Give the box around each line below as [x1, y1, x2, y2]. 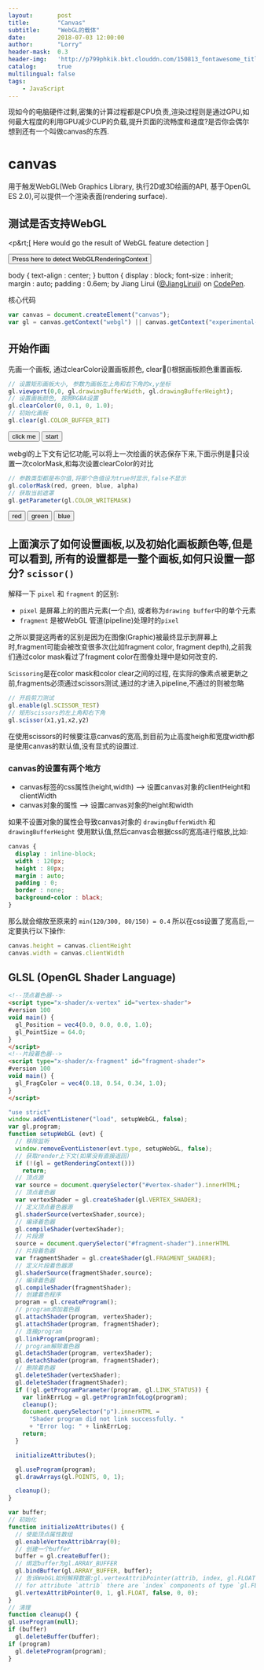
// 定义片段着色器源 [15, 1261, 73, 1270]
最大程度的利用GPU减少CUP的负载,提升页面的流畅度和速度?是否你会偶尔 [14, 117, 250, 127]
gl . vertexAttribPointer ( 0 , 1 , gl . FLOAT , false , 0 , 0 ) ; [15, 1589, 199, 1597]
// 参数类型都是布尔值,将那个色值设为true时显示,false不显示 [8, 474, 186, 482]
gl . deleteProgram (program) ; [15, 1647, 108, 1655]
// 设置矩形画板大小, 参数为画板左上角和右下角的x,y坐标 [8, 380, 171, 388]
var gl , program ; [8, 1123, 61, 1131]
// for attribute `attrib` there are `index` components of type [15, 1581, 234, 1589]
